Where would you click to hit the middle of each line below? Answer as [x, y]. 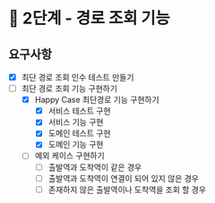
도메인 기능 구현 [76, 145]
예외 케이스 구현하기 [69, 156]
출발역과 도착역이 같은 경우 [95, 167]
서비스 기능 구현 [76, 123]
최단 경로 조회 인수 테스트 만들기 [77, 77]
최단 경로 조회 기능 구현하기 [69, 89]
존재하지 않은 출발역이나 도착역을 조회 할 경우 [127, 190]
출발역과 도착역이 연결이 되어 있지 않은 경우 [123, 178]
